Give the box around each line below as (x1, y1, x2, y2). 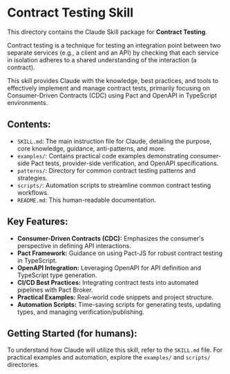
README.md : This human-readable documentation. (17, 196, 157, 204)
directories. (7, 361, 40, 369)
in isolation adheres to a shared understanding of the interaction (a (7, 55, 197, 64)
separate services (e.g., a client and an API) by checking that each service (7, 48, 219, 57)
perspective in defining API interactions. (17, 241, 131, 250)
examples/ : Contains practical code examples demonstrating (17, 151, 189, 160)
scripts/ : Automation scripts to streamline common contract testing (17, 181, 211, 189)
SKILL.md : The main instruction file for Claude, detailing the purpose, (17, 137, 212, 145)
